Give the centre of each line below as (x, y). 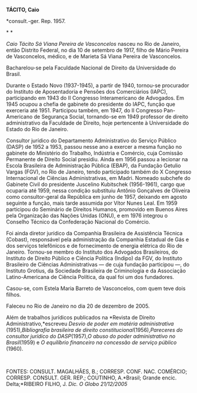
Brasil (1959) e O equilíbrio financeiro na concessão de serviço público (91, 342)
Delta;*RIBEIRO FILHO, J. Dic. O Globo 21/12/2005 (67, 384)
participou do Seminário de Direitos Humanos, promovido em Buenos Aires (97, 209)
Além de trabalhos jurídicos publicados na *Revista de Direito (81, 317)
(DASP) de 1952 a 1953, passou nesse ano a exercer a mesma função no (94, 147)
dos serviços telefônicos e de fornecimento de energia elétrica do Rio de (94, 246)
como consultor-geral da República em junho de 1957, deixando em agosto (97, 197)
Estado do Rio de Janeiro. (37, 129)
